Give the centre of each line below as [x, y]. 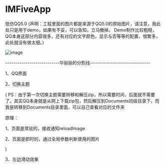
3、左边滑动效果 [22, 159]
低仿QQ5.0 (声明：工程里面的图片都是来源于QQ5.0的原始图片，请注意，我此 [83, 23]
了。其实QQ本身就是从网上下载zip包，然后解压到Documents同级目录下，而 [82, 100]
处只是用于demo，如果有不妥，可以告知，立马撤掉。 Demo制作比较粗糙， [81, 30]
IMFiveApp [28, 9]
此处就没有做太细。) [25, 42]
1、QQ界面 [16, 73]
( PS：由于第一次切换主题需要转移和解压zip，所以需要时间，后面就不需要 [80, 94]
